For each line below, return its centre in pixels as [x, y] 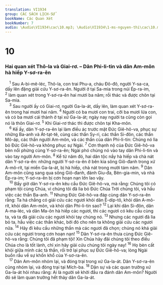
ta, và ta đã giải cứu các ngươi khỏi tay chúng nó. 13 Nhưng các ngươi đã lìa [80, 217]
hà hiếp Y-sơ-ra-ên [28, 73]
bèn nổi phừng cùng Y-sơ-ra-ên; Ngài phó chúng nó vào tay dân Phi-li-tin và [81, 150]
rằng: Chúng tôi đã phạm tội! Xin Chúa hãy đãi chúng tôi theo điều [84, 239]
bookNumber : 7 [19, 23]
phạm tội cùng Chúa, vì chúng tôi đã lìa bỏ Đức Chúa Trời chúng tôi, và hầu [80, 189]
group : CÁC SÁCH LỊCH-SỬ [30, 14]
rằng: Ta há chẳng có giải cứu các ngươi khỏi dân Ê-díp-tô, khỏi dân [73, 200]
